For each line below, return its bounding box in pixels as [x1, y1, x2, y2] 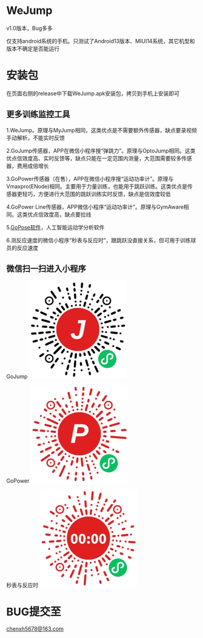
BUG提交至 [6, 605, 62, 619]
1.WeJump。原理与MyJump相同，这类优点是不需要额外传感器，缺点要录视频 [6, 126, 197, 134]
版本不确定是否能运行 [6, 45, 59, 52]
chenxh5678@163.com [6, 625, 64, 633]
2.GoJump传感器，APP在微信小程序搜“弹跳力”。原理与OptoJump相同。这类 [6, 147, 196, 154]
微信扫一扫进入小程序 [6, 263, 86, 274]
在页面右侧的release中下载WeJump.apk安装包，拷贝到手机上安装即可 [6, 89, 180, 97]
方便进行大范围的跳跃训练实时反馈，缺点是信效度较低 [38, 190, 171, 197]
